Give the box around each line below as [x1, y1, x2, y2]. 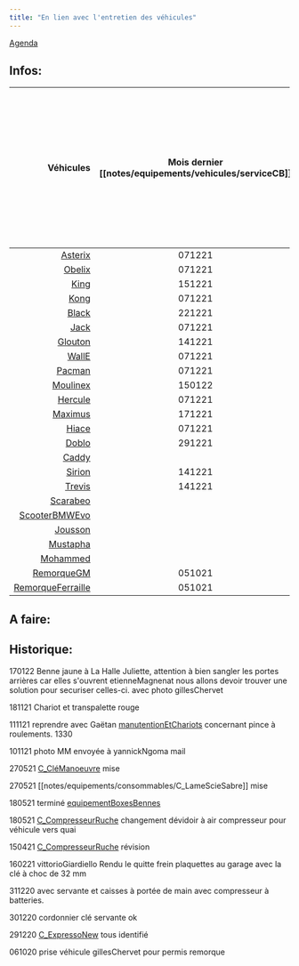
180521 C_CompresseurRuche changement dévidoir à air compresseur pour [9, 815, 287, 825]
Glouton [57, 335, 91, 348]
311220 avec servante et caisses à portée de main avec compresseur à [9, 885, 270, 896]
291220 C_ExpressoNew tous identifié [9, 929, 149, 939]
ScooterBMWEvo [19, 509, 91, 521]
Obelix [63, 263, 91, 276]
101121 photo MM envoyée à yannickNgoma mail [9, 745, 186, 756]
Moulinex [52, 379, 91, 391]
